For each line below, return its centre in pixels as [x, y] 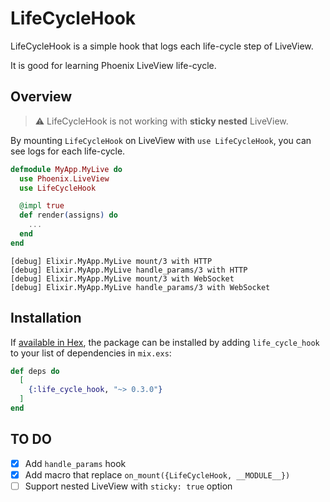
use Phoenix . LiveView [64, 178]
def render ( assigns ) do [68, 215]
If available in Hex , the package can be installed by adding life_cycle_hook [165, 342]
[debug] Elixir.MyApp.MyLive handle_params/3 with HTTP [129, 270]
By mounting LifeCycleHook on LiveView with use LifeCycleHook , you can [161, 140]
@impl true [42, 206]
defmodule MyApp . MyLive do [66, 169]
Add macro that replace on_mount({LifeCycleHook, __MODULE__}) [157, 474]
